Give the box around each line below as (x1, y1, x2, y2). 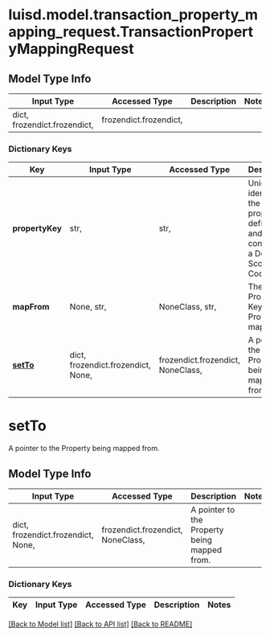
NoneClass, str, (158, 302, 217, 313)
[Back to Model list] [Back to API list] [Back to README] (8, 619, 193, 629)
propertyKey (12, 223, 63, 234)
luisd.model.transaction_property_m (8, 6, 259, 24)
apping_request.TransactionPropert (8, 23, 254, 41)
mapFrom (12, 302, 50, 313)
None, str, (69, 302, 107, 313)
